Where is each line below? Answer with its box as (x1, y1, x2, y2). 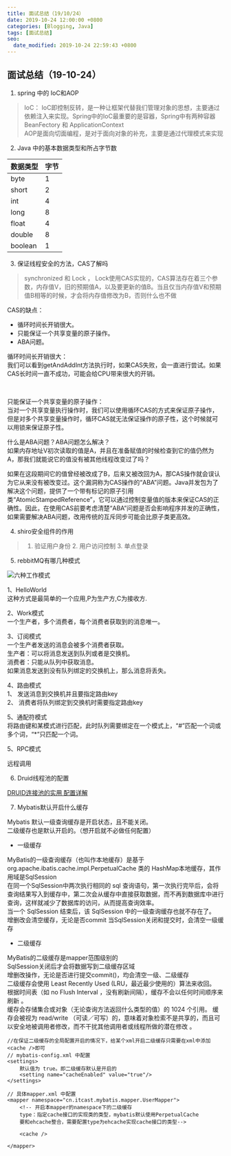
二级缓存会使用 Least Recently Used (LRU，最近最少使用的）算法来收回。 (7, 979, 216, 988)
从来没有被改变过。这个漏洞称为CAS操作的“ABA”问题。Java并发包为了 (19, 478, 219, 486)
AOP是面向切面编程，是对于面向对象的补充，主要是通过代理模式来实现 (23, 129, 223, 138)
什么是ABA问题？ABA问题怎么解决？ (7, 437, 110, 446)
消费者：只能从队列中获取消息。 (7, 657, 98, 666)
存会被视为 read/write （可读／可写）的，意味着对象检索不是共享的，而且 (7, 1014, 214, 1022)
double (10, 230, 33, 239)
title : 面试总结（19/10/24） (7, 10, 85, 17)
